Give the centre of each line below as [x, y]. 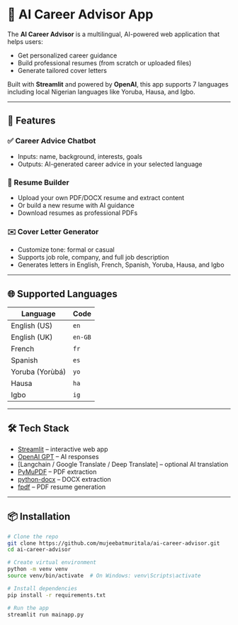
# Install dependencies [42, 588]
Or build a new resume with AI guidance [76, 205]
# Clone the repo [33, 536]
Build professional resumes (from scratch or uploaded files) [104, 62]
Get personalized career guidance [67, 55]
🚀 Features [32, 121]
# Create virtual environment [52, 563]
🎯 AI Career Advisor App [80, 15]
